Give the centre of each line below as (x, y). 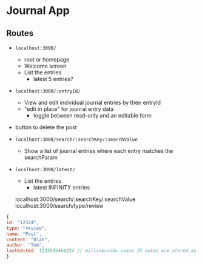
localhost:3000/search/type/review (59, 206)
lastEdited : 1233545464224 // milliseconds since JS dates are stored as (102, 251)
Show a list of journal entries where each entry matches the (99, 151)
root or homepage (47, 59)
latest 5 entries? (53, 79)
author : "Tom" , (25, 245)
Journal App (38, 11)
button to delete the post (46, 127)
